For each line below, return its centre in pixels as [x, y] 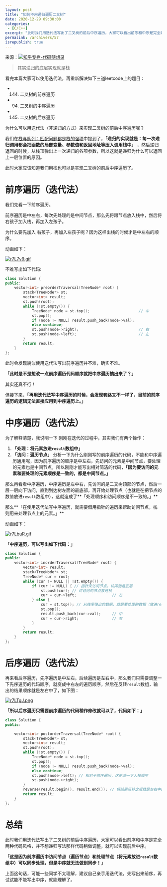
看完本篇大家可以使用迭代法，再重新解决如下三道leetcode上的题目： [75, 78]
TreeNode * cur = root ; [46, 577]
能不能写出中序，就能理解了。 [44, 880]
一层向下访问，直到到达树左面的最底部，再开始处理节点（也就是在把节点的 [85, 490]
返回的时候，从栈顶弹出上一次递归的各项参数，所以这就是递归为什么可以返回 [83, 151]
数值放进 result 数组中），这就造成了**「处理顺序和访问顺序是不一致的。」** [82, 496]
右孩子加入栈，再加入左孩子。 [36, 221]
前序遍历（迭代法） [44, 190]
